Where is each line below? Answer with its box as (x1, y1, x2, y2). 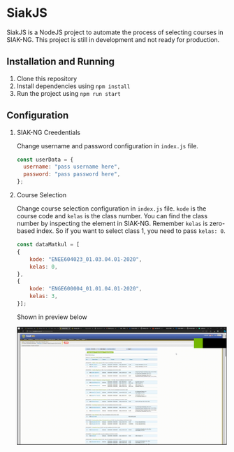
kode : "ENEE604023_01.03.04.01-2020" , (29, 255, 142, 263)
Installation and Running (6, 56, 115, 68)
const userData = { (16, 156, 74, 163)
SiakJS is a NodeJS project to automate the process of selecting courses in (6, 28, 224, 36)
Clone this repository (16, 74, 78, 83)
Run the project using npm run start (16, 89, 122, 97)
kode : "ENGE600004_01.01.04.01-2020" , (29, 285, 142, 292)
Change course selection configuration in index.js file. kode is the (16, 204, 207, 213)
